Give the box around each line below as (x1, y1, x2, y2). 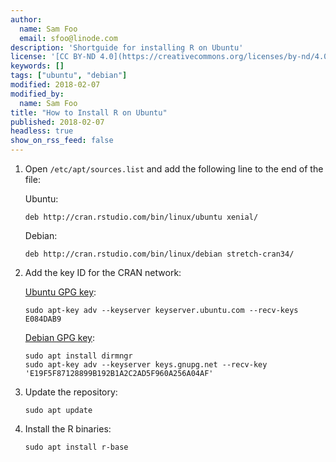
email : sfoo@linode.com (19, 33, 118, 43)
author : (10, 14, 43, 25)
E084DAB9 (24, 314, 62, 324)
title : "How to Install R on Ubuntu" (10, 107, 168, 118)
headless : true (10, 126, 74, 136)
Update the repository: (24, 386, 118, 398)
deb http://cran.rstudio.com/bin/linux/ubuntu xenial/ (24, 212, 259, 222)
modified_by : (10, 89, 65, 99)
